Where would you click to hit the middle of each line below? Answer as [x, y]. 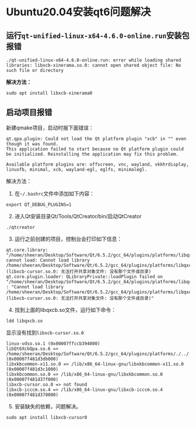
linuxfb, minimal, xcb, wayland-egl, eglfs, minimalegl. [77, 169]
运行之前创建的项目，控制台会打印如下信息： [68, 239]
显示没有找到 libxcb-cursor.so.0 [45, 332]
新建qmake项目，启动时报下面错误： [50, 128]
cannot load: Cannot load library [48, 260]
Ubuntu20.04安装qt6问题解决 [78, 12]
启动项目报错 [29, 113]
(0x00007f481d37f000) [32, 379]
